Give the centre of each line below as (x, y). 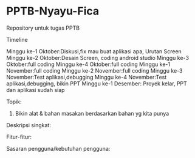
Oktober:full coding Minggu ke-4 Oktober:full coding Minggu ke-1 (88, 64)
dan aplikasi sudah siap (36, 90)
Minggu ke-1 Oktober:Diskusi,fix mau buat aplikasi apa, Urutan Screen (94, 51)
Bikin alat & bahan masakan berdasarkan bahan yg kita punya (92, 113)
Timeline (17, 39)
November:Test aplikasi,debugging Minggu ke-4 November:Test (87, 77)
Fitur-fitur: (19, 137)
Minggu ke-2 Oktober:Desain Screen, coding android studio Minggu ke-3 (98, 58)
